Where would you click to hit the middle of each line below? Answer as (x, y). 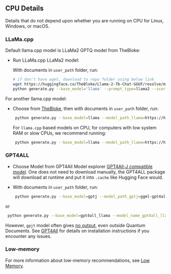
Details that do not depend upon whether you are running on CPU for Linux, (84, 20)
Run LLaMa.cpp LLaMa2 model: (46, 60)
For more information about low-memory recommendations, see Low (78, 260)
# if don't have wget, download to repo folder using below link (83, 79)
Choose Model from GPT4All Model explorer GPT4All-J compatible (82, 166)
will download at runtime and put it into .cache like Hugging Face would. (88, 177)
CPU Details (25, 8)
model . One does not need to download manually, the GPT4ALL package (89, 172)
